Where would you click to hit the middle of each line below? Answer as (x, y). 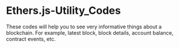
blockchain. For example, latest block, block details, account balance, (90, 32)
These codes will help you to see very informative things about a (84, 27)
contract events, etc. (31, 39)
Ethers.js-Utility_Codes (63, 11)
